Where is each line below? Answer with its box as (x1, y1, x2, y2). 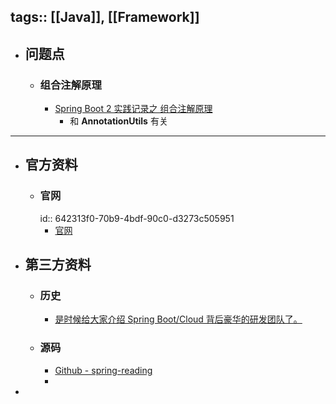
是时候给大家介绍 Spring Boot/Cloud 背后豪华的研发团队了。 (54, 313, 303, 325)
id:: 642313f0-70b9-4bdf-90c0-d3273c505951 (39, 212, 235, 224)
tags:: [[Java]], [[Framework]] (10, 9, 200, 26)
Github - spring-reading (54, 364, 153, 376)
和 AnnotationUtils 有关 (69, 115, 168, 127)
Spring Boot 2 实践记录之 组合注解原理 (54, 103, 213, 115)
